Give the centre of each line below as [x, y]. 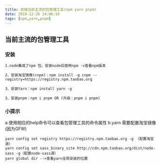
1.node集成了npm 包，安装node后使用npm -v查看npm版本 [55, 66]
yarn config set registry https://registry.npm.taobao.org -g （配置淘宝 [80, 139]
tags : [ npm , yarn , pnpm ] [28, 18]
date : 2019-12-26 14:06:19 [32, 14]
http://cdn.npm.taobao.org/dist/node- [116, 149]
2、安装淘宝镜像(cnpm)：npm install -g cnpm [48, 75]
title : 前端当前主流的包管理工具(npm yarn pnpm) [51, 9]
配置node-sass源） [41, 153]
